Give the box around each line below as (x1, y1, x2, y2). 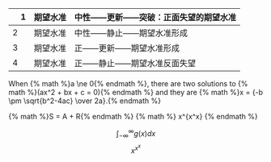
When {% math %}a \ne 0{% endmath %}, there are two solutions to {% (8, 79, 248, 88)
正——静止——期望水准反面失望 (74, 58, 197, 69)
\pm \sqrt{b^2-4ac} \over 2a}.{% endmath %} (8, 96, 162, 106)
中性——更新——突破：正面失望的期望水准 (74, 12, 237, 23)
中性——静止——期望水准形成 (74, 27, 188, 39)
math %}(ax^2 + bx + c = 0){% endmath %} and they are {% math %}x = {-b (8, 88, 264, 97)
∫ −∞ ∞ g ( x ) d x (116, 127, 156, 140)
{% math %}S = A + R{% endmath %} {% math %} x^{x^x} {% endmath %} (8, 112, 258, 121)
